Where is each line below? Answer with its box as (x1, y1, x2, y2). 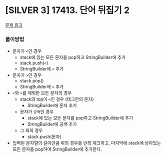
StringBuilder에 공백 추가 (27, 121, 77, 127)
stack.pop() (19, 78, 44, 84)
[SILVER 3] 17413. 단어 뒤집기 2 (5, 4, 130, 16)
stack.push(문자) (27, 133, 61, 140)
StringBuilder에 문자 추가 (27, 102, 77, 108)
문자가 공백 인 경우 (19, 108, 54, 115)
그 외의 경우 (19, 127, 43, 133)
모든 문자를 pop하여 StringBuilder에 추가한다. (12, 146, 102, 152)
